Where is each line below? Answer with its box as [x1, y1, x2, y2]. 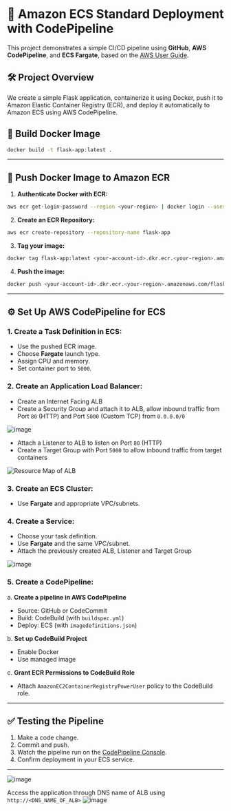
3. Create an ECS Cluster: [7, 483, 94, 493]
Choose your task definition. [16, 532, 98, 540]
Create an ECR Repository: [16, 216, 95, 224]
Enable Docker [16, 647, 59, 656]
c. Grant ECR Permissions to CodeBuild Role [7, 668, 135, 677]
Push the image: [16, 267, 65, 275]
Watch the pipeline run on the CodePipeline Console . [16, 748, 167, 757]
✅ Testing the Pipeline [7, 715, 104, 727]
